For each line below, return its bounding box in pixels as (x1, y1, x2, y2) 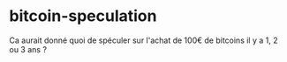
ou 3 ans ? (9, 44, 47, 54)
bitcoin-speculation (9, 6, 157, 26)
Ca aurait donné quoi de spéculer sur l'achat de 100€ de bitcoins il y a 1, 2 (9, 35, 278, 45)
